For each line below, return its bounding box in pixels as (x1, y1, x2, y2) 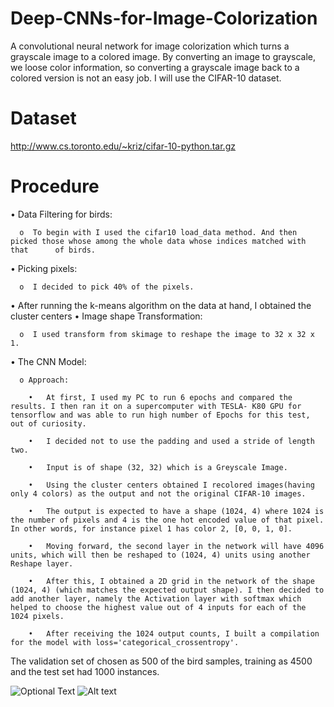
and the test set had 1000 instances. (10, 665, 160, 677)
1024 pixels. (10, 611, 65, 621)
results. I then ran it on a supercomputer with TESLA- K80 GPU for (10, 401, 302, 411)
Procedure (10, 175, 100, 198)
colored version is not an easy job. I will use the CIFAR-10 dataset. (10, 72, 282, 84)
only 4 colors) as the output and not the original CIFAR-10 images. (10, 488, 307, 499)
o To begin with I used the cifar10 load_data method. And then (19, 227, 298, 237)
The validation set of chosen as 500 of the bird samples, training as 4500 (10, 655, 313, 667)
